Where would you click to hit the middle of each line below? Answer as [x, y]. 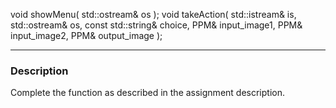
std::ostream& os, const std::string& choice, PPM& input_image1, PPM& [156, 25]
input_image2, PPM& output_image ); [86, 35]
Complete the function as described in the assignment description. [147, 93]
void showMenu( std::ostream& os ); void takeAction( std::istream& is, [153, 14]
